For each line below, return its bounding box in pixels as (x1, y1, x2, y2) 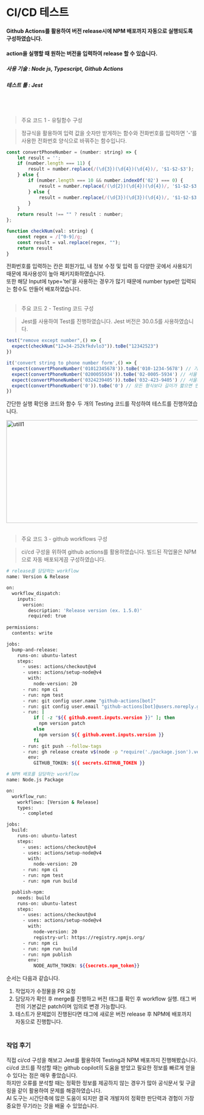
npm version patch (38, 721, 86, 727)
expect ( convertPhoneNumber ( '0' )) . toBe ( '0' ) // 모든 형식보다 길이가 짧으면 (12, 382, 192, 389)
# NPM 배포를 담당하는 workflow (6, 771, 80, 777)
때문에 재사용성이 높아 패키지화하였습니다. (6, 270, 106, 277)
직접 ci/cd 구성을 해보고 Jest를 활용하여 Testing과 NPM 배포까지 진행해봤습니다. (6, 1056, 198, 1064)
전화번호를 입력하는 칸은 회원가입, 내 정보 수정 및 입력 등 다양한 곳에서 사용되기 (6, 263, 192, 270)
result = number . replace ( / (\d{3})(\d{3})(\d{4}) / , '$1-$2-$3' (38, 194, 200, 201)
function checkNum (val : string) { (6, 228, 94, 235)
